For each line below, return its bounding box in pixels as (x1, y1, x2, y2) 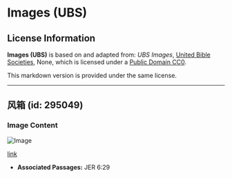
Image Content (7, 121, 59, 130)
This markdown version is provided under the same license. (7, 71, 177, 79)
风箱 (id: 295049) (7, 99, 84, 111)
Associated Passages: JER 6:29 (17, 163, 110, 171)
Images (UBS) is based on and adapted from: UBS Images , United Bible (7, 50, 211, 59)
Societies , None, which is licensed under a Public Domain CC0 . (7, 58, 187, 66)
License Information (7, 32, 95, 44)
